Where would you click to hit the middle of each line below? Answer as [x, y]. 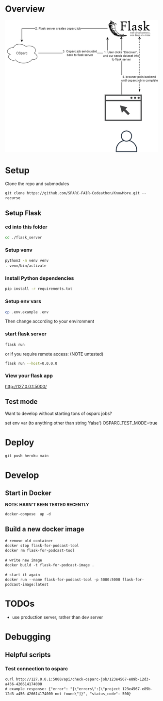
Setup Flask [23, 213]
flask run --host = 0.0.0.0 [31, 363]
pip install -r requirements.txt [39, 289]
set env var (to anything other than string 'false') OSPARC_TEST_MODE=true [81, 423]
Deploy [20, 442]
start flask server [26, 334]
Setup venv [19, 250]
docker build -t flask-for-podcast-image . [50, 565]
